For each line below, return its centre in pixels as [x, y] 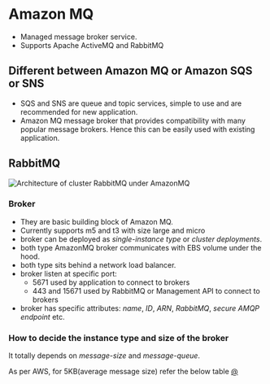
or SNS [26, 83]
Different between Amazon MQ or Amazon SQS [131, 71]
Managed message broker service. [78, 37]
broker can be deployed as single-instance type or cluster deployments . [141, 239]
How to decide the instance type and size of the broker [119, 338]
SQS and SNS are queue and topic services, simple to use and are [131, 103]
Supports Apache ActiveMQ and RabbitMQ [92, 45]
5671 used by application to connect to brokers [111, 282]
